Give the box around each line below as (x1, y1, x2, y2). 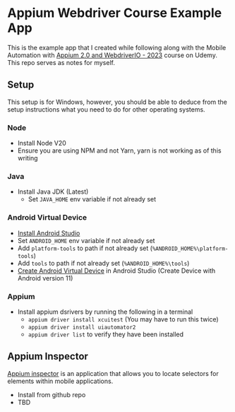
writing (17, 154, 38, 163)
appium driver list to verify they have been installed (28, 330, 184, 339)
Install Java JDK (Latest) (17, 187, 89, 196)
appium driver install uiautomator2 (28, 324, 136, 331)
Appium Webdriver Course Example (7, 5, 222, 21)
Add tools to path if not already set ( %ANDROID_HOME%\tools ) (17, 259, 190, 267)
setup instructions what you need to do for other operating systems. (7, 105, 206, 114)
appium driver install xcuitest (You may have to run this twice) (28, 314, 219, 323)
